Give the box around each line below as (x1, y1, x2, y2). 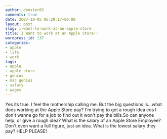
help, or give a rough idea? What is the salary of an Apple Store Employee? (5, 117, 161, 123)
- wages (5, 87, 22, 92)
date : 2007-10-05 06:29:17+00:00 (5, 17, 76, 22)
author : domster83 (5, 7, 44, 13)
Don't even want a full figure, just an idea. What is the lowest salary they (5, 122, 156, 129)
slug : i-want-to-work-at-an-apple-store (5, 26, 92, 31)
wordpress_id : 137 (5, 36, 44, 41)
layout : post (5, 21, 33, 27)
